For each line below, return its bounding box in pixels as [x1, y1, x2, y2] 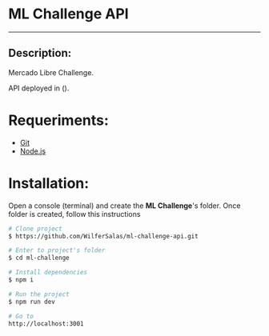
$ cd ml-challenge [8, 254, 70, 262]
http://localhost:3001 [8, 319, 84, 328]
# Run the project [8, 290, 70, 298]
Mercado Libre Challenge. [8, 67, 94, 77]
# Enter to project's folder [8, 246, 106, 254]
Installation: [8, 174, 90, 192]
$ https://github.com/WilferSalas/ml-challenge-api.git [8, 232, 199, 240]
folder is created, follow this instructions [8, 209, 141, 218]
